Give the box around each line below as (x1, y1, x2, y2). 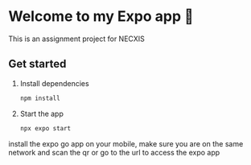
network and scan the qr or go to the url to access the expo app (8, 147, 220, 157)
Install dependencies (19, 78, 90, 88)
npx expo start (19, 124, 72, 132)
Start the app (19, 109, 64, 118)
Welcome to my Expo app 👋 (8, 7, 195, 26)
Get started (8, 57, 67, 71)
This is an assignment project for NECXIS (8, 34, 145, 43)
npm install (19, 94, 60, 102)
